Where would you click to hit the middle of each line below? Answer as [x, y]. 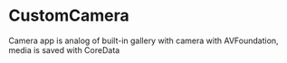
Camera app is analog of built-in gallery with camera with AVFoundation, [143, 40]
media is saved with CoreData [64, 49]
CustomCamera [69, 16]
